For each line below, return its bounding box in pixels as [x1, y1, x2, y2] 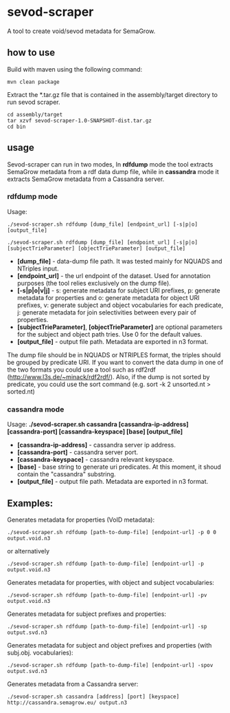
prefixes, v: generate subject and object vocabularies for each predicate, [16, 301, 224, 309]
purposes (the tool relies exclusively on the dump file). [16, 279, 172, 287]
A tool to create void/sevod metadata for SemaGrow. [7, 27, 156, 35]
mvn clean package [7, 78, 60, 85]
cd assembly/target [7, 111, 63, 118]
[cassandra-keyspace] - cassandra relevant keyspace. [16, 456, 175, 464]
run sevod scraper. [7, 98, 60, 106]
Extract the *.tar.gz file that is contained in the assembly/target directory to [7, 90, 218, 98]
